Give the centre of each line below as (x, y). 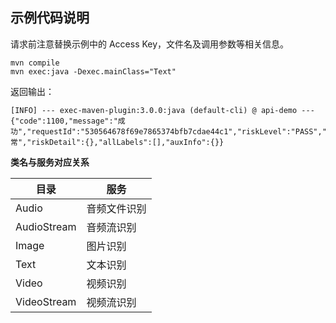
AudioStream (46, 226)
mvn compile (35, 63)
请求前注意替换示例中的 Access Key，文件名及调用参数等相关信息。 (150, 44)
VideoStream (46, 301)
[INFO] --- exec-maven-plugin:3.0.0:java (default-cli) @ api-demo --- (162, 110)
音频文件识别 (116, 208)
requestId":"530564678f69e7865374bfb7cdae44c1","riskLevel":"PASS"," (179, 131)
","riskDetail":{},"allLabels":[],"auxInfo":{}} (121, 142)
